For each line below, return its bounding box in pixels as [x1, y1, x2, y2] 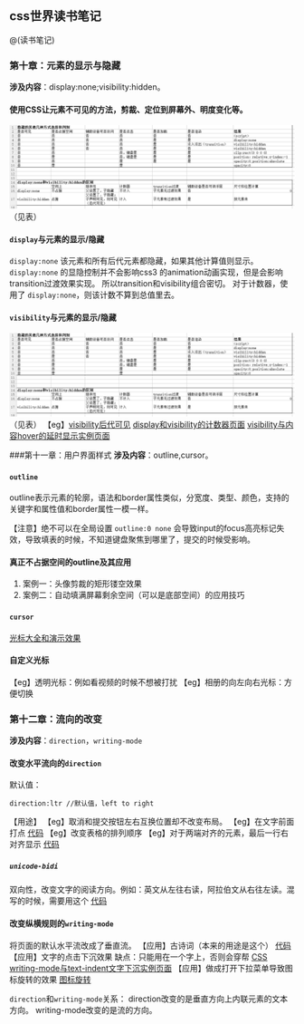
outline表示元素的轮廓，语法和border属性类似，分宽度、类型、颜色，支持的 [9, 492, 290, 503]
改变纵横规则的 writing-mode [9, 918, 114, 929]
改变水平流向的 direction [9, 758, 102, 768]
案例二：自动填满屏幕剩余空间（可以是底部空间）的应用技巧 [22, 590, 245, 601]
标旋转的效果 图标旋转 [9, 973, 91, 985]
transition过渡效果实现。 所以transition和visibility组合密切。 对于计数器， [9, 278, 280, 289]
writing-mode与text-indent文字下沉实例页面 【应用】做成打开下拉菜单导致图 [9, 962, 294, 973]
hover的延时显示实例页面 [16, 430, 110, 441]
